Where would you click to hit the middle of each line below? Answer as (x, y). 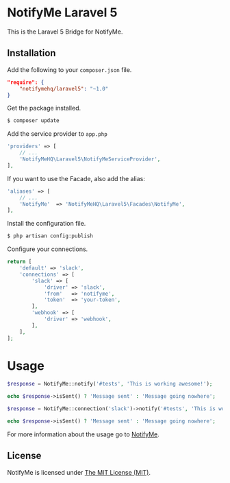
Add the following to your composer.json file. (69, 69)
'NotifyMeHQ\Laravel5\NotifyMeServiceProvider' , (90, 159)
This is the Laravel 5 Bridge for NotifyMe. (65, 32)
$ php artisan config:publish (50, 236)
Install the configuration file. (47, 224)
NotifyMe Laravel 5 (62, 13)
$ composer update (33, 121)
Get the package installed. (44, 108)
